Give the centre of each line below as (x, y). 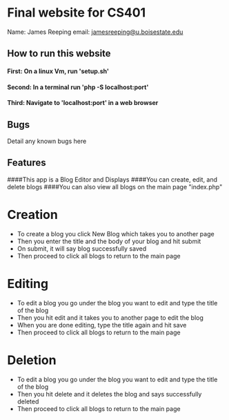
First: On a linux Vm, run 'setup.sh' (58, 71)
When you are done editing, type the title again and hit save (102, 325)
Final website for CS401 (77, 13)
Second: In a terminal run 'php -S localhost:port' (78, 87)
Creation (33, 214)
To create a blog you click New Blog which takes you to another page (116, 233)
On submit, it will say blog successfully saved (82, 248)
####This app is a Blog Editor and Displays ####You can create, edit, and (112, 179)
